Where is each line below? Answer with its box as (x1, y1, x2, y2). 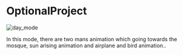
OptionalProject (6, 4, 87, 18)
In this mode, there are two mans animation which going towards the (6, 35, 178, 42)
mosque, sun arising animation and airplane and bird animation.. (6, 42, 167, 49)
